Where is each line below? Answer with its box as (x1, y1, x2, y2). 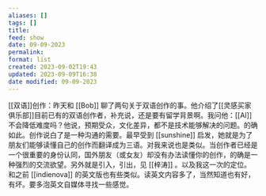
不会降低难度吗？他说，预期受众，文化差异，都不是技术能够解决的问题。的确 (8, 120, 258, 130)
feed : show (8, 33, 44, 42)
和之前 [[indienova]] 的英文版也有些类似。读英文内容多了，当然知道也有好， (8, 169, 256, 179)
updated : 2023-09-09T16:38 (8, 70, 97, 78)
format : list (8, 56, 51, 64)
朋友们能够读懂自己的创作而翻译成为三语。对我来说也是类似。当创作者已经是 (8, 140, 258, 149)
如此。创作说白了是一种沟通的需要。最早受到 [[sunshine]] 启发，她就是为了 (8, 130, 253, 139)
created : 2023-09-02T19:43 (8, 63, 97, 71)
